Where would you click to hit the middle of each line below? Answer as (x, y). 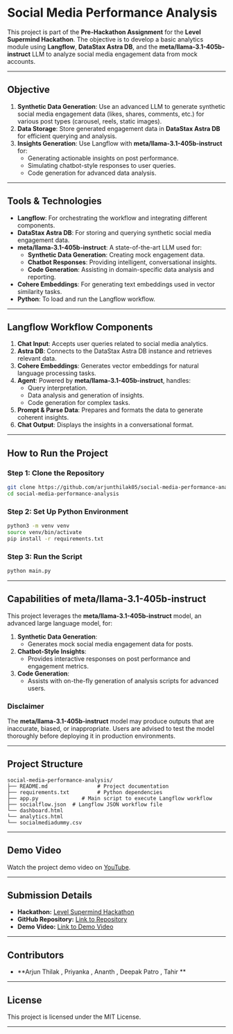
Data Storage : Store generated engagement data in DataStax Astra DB (119, 128)
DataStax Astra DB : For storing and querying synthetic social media (114, 232)
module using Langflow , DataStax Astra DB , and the (83, 46)
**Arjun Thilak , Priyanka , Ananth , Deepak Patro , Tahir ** (102, 972)
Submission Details (50, 896)
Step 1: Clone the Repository (56, 473)
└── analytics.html (35, 816)
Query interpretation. (58, 388)
